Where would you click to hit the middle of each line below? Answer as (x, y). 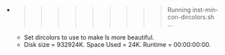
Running (179, 10)
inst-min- (205, 10)
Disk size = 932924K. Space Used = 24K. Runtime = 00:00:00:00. (117, 44)
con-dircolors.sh (191, 17)
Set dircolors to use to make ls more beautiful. (89, 37)
